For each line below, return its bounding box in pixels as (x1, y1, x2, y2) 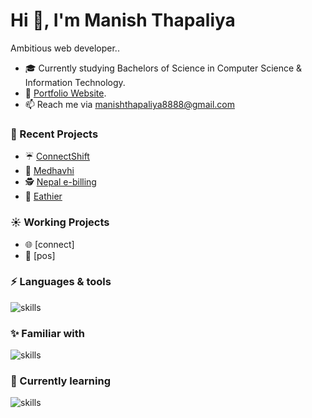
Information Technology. (24, 76, 126, 88)
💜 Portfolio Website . (24, 87, 107, 99)
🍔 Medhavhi (24, 165, 75, 177)
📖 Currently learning (10, 374, 111, 388)
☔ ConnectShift (24, 150, 90, 163)
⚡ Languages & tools (10, 275, 112, 289)
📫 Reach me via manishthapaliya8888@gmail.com (24, 98, 235, 110)
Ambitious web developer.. (10, 42, 120, 54)
